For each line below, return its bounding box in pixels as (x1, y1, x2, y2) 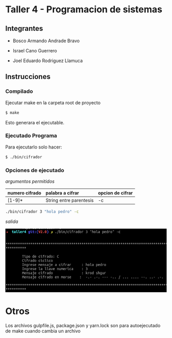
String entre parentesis (45, 197, 94, 203)
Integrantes (5, 24, 44, 33)
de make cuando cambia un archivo (5, 328, 81, 334)
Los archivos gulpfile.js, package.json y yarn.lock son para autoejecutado (5, 323, 161, 328)
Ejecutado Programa (5, 132, 57, 139)
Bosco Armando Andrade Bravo (12, 37, 80, 44)
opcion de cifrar (98, 190, 133, 196)
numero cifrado (7, 190, 41, 196)
